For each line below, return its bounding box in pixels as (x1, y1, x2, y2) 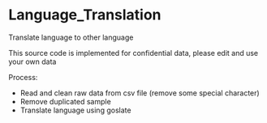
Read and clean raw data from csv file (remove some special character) (19, 87, 260, 98)
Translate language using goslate (19, 105, 131, 115)
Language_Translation (8, 6, 161, 24)
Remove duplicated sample (19, 96, 111, 106)
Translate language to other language (8, 32, 134, 42)
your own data (8, 57, 57, 66)
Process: (8, 72, 38, 82)
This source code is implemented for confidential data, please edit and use (8, 48, 259, 57)
